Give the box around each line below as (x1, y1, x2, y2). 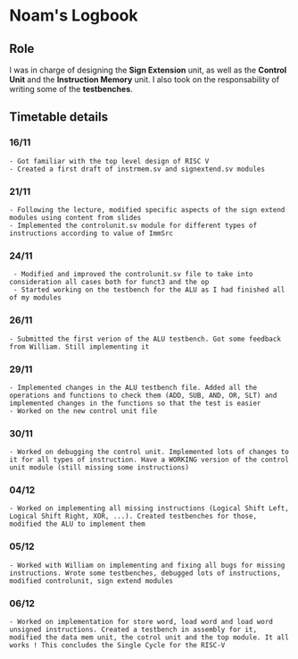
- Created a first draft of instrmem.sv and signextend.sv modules (9, 165, 266, 173)
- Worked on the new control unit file (9, 406, 158, 416)
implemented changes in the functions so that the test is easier (9, 399, 261, 408)
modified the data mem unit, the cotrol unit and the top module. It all (9, 633, 290, 642)
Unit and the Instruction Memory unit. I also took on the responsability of (9, 74, 279, 85)
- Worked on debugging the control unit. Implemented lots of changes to (9, 448, 290, 457)
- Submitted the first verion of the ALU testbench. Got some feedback (9, 334, 281, 343)
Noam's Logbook (9, 5, 138, 26)
